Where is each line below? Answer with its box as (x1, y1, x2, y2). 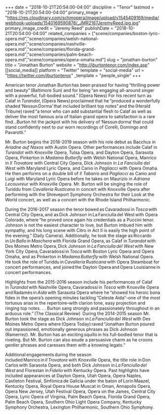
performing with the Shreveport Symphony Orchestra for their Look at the (5, 191, 155, 197)
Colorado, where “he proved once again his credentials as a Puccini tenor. (5, 217, 155, 223)
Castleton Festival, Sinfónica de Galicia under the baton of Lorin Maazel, (5, 378, 150, 384)
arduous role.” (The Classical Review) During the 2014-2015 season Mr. (5, 311, 150, 316)
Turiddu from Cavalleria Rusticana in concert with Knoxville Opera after (5, 186, 150, 192)
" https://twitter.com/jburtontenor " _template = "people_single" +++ (5, 73, 141, 78)
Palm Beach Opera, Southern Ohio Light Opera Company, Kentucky (5, 399, 142, 405)
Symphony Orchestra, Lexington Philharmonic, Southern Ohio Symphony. (5, 404, 154, 410)
